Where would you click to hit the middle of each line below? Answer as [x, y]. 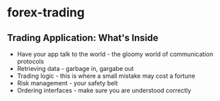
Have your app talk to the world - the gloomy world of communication [115, 54]
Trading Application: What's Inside [83, 38]
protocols [30, 61]
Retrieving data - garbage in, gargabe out [75, 69]
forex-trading [46, 13]
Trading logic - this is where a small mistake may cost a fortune [106, 76]
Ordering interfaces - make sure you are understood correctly [104, 90]
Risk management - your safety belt [67, 83]
